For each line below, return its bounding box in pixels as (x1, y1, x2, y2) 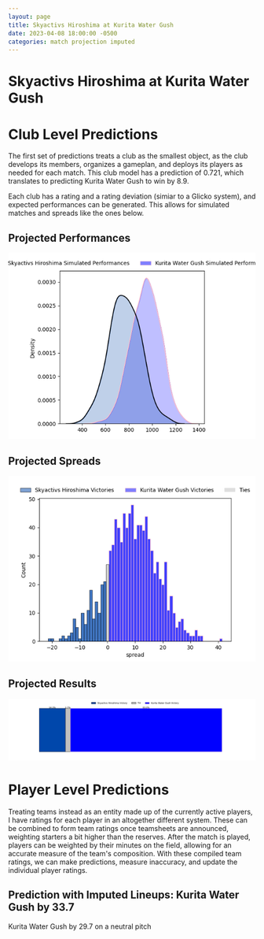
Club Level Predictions (8, 125, 159, 143)
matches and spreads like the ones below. (8, 209, 145, 218)
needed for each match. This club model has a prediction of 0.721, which (8, 168, 244, 177)
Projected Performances (8, 231, 131, 244)
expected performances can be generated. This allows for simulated (8, 200, 230, 210)
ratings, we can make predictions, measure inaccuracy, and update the (8, 857, 238, 867)
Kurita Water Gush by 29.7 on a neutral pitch (8, 922, 152, 931)
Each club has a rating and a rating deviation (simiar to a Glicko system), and (8, 191, 256, 201)
